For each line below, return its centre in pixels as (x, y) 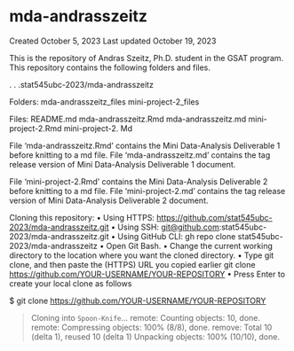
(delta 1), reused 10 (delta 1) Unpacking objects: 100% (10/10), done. (155, 336)
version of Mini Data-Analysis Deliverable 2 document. (109, 200)
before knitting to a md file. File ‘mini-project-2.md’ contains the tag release (147, 191)
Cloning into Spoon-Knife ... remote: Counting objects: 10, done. (145, 317)
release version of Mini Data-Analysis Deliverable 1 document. (123, 164)
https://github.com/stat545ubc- (215, 217)
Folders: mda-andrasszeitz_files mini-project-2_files (104, 101)
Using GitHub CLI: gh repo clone (177, 236)
